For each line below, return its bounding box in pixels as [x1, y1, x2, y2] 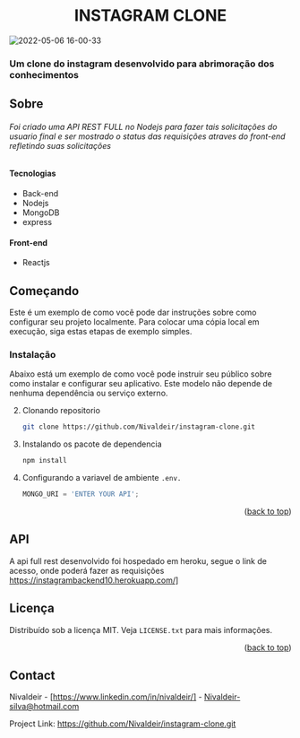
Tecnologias [9, 168, 56, 179]
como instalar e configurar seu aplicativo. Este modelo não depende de [9, 378, 273, 389]
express [21, 217, 52, 228]
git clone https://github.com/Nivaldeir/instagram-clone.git [21, 422, 256, 431]
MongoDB [21, 207, 60, 218]
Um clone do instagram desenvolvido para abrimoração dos [9, 57, 275, 70]
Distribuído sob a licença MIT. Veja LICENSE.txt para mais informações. [9, 624, 273, 635]
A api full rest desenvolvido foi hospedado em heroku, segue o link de [9, 555, 267, 566]
